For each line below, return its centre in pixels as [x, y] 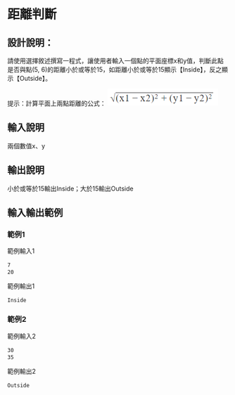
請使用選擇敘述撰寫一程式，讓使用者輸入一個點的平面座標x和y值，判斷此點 [115, 61]
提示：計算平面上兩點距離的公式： [57, 103]
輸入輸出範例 [35, 213]
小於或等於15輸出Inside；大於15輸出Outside [70, 188]
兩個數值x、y [26, 145]
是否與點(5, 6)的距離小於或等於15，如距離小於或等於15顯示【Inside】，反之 [115, 70]
